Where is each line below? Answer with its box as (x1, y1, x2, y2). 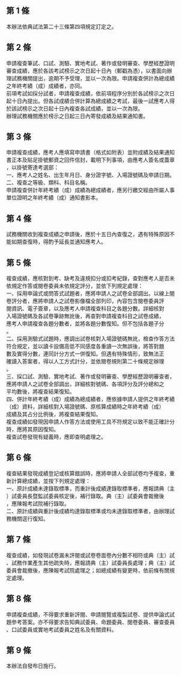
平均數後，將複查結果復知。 (6, 388, 75, 395)
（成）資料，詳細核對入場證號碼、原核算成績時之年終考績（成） (6, 403, 164, 411)
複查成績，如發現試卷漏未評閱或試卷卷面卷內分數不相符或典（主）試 (6, 551, 175, 558)
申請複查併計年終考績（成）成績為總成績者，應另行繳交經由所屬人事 (6, 187, 175, 194)
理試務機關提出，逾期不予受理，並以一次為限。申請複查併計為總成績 (6, 74, 175, 82)
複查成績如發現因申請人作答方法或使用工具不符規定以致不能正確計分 (6, 418, 175, 426)
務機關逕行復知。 (6, 515, 49, 522)
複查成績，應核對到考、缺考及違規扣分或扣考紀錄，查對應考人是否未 (6, 275, 175, 282)
